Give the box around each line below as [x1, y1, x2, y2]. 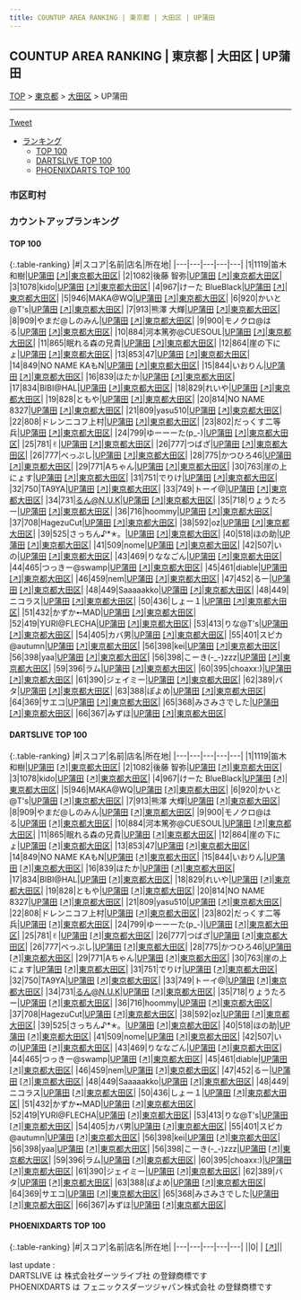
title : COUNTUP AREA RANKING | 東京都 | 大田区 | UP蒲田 [9, 13, 216, 22]
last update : [9, 1259, 56, 1270]
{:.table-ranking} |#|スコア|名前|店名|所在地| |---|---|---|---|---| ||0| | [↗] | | [9, 1241, 283, 1252]
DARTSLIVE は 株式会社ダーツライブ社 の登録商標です [9, 1269, 208, 1280]
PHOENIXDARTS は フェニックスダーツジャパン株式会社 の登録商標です [9, 1281, 273, 1292]
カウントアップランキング [9, 215, 119, 228]
